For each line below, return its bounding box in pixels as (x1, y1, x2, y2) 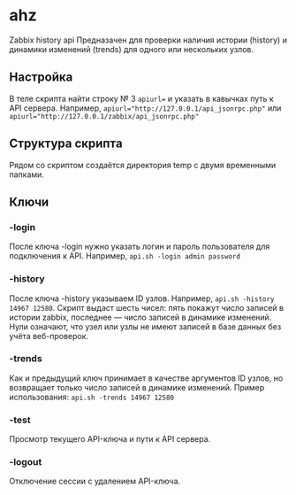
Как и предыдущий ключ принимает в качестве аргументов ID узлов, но (9, 373, 284, 383)
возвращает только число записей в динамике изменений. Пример (9, 382, 265, 392)
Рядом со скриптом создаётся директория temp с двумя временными (9, 159, 277, 170)
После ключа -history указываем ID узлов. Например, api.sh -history (9, 293, 275, 304)
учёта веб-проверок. (9, 330, 89, 341)
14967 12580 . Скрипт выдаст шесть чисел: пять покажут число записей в (9, 302, 285, 313)
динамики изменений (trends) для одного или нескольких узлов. (9, 43, 254, 54)
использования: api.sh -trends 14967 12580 (9, 391, 175, 402)
